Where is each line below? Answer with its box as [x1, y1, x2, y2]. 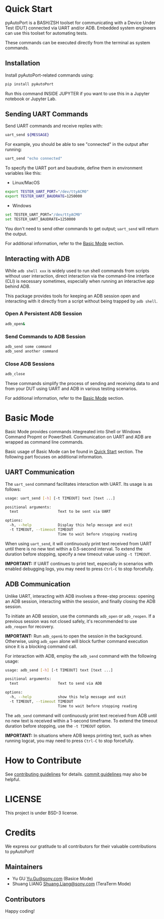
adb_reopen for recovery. [5, 623, 55, 629]
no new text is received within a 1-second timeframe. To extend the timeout [5, 718, 158, 724]
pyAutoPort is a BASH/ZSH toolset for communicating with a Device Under [5, 20, 156, 26]
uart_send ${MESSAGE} [5, 133, 50, 138]
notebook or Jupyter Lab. [5, 96, 56, 102]
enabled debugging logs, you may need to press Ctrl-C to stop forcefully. [5, 566, 154, 572]
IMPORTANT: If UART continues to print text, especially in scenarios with [5, 560, 153, 566]
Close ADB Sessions [5, 360, 55, 367]
